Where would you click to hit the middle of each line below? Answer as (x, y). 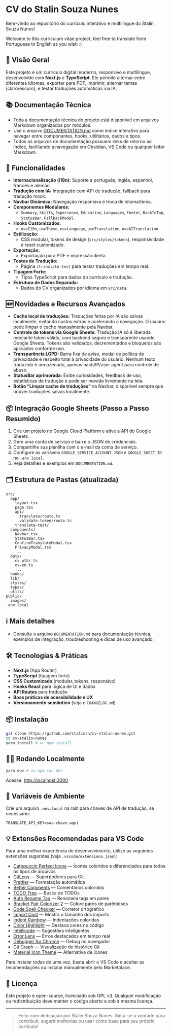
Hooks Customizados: (37, 223)
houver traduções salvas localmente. (52, 392)
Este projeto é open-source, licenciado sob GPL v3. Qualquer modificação (83, 996)
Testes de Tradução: (35, 261)
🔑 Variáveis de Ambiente (45, 796)
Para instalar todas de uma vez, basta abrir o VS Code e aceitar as (75, 962)
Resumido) (23, 419)
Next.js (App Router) (35, 670)
